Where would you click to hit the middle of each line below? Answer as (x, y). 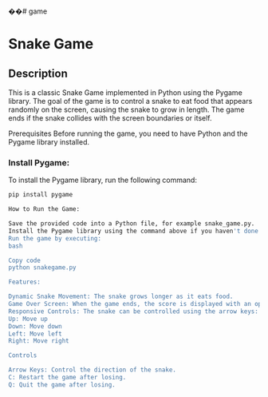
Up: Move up (28, 319)
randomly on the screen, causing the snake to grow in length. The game (126, 109)
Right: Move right (39, 341)
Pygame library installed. (49, 142)
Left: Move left (35, 334)
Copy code (25, 260)
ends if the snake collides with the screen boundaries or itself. (110, 118)
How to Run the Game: (44, 209)
